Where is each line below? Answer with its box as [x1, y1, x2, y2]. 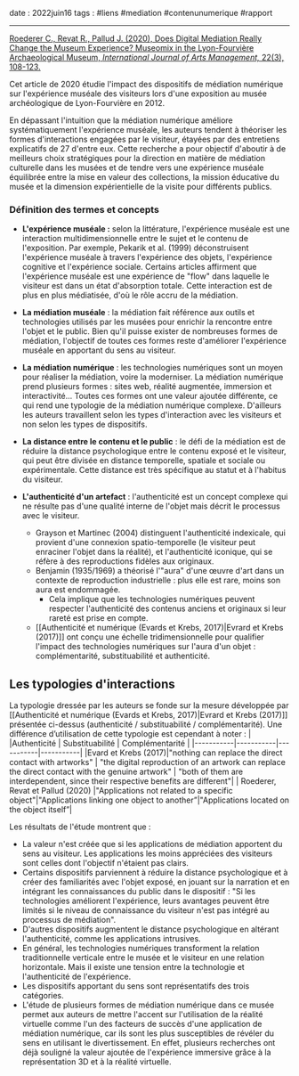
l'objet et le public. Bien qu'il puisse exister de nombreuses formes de [21, 326, 279, 337]
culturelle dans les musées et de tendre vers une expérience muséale [9, 162, 264, 173]
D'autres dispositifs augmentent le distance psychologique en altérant [21, 924, 279, 934]
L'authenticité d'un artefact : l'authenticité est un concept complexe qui [21, 492, 288, 502]
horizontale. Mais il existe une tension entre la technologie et [21, 962, 245, 973]
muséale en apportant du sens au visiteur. [21, 345, 176, 355]
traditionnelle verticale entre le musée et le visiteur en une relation [21, 952, 265, 963]
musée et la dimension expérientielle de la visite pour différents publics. [9, 182, 272, 192]
